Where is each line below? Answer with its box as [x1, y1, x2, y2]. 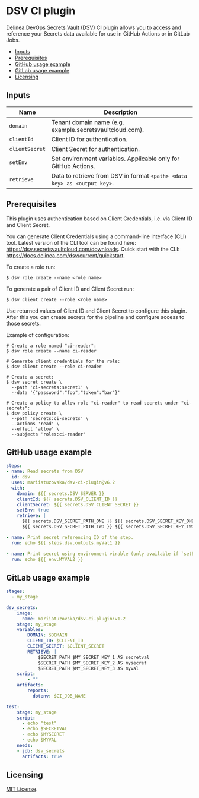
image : [17, 610, 33, 616]
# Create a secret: [6, 374, 54, 380]
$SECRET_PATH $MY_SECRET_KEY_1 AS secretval [37, 654, 150, 660]
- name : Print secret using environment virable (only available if [6, 551, 179, 557]
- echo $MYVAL [21, 737, 57, 743]
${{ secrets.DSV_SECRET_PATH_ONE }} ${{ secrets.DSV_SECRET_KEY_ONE [21, 518, 195, 524]
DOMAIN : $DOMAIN [27, 632, 68, 638]
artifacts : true [21, 753, 62, 759]
